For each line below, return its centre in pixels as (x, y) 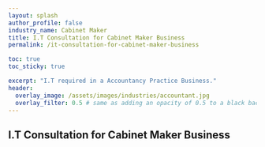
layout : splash (33, 15)
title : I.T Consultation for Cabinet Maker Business (97, 38)
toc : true (24, 59)
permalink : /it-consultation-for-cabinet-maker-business (104, 45)
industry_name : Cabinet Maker (58, 30)
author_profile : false (45, 23)
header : (21, 88)
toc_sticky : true (37, 67)
